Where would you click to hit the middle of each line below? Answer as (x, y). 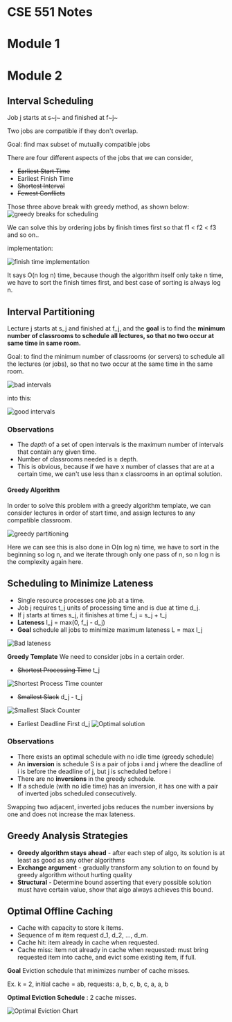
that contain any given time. (57, 452)
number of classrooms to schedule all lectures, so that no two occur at (111, 336)
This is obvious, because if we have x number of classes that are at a (116, 467)
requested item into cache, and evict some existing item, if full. (107, 958)
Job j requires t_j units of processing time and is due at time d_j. (109, 608)
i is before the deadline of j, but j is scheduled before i (94, 771)
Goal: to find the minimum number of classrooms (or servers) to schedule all (116, 357)
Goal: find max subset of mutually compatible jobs (79, 144)
